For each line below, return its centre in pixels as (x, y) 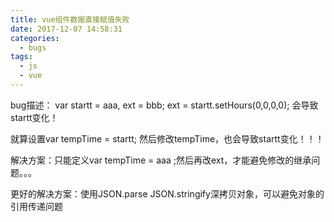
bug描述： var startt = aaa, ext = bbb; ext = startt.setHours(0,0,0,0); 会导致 (164, 105)
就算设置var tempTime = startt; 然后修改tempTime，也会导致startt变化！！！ (167, 138)
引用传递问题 (36, 206)
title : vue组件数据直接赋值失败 (70, 19)
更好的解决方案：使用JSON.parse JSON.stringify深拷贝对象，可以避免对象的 (167, 193)
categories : (35, 38)
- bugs (33, 47)
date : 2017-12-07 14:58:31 (66, 29)
